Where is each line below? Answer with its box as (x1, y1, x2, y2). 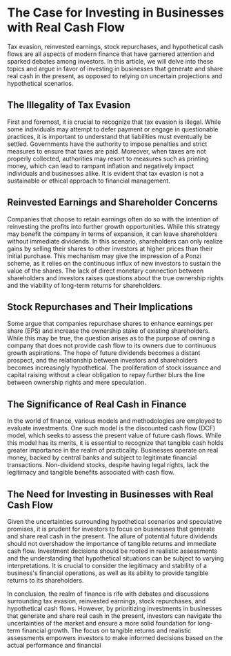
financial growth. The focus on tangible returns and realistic (21, 626, 192, 635)
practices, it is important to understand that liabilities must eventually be (7, 132, 212, 140)
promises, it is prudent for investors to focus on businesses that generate (7, 525, 215, 533)
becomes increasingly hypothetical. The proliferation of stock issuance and (7, 363, 221, 372)
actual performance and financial (7, 641, 101, 649)
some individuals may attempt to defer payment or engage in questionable (7, 125, 219, 133)
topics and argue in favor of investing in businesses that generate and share (7, 64, 223, 73)
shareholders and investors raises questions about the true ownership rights (7, 273, 224, 282)
